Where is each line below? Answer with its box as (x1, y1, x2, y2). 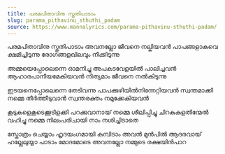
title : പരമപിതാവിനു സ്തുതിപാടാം (7, 10, 96, 17)
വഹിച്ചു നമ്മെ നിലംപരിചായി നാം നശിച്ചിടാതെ (7, 116, 138, 125)
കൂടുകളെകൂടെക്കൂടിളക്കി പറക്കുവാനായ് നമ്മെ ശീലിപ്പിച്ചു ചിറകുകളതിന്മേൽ (7, 108, 209, 116)
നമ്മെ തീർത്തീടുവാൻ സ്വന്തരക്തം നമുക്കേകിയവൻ (7, 94, 149, 102)
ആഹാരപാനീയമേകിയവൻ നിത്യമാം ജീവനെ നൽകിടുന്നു (7, 72, 167, 80)
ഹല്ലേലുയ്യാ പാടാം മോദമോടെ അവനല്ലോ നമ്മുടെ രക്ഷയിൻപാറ (7, 138, 187, 146)
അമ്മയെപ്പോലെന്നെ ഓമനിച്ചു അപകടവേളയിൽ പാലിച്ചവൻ (7, 64, 177, 73)
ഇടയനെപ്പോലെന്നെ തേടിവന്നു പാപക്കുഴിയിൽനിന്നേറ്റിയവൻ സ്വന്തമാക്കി (7, 86, 214, 94)
